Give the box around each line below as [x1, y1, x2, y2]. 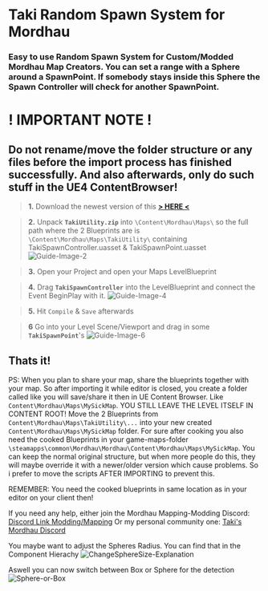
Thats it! [8, 354, 51, 367]
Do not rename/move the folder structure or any [8, 143, 253, 156]
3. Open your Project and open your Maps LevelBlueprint [27, 267, 217, 277]
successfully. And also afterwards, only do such [8, 168, 254, 181]
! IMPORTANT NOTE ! [8, 111, 152, 129]
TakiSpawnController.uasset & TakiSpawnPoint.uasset [27, 243, 207, 253]
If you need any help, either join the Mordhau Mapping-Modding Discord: [8, 508, 250, 518]
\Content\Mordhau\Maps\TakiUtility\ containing [27, 234, 188, 244]
